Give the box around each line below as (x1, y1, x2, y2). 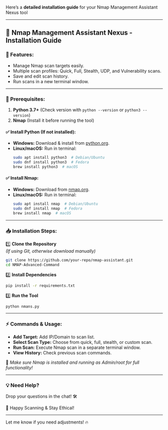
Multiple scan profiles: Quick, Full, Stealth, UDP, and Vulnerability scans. (12, 68, 162, 74)
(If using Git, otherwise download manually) (5, 248, 96, 254)
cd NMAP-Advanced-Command (5, 262, 59, 267)
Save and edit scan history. (12, 73, 69, 79)
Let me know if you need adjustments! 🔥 (5, 419, 89, 425)
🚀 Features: (5, 51, 34, 58)
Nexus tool (5, 9, 28, 15)
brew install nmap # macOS (12, 211, 71, 215)
